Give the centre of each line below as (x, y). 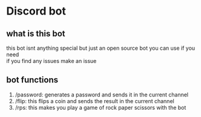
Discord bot (36, 11)
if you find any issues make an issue (51, 61)
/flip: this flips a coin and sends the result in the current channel (94, 101)
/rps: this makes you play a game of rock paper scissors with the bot (100, 107)
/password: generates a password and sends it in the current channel (102, 95)
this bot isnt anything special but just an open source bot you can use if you (101, 48)
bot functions (32, 80)
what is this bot (36, 34)
